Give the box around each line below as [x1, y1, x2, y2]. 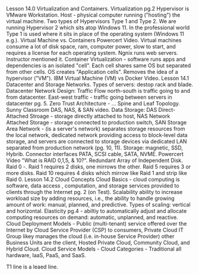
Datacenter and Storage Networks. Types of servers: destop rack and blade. [6, 81, 194, 88]
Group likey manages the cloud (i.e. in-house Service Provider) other [6, 233, 175, 240]
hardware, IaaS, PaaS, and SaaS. [6, 252, 86, 258]
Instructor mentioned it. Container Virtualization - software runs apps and [6, 56, 186, 62]
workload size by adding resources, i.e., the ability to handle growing [6, 195, 175, 202]
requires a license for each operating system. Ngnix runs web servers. [6, 49, 178, 56]
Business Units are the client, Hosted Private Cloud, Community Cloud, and [6, 239, 190, 246]
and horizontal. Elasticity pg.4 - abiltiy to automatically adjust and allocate [6, 208, 187, 214]
